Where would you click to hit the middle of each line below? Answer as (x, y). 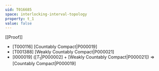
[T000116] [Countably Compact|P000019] (55, 47)
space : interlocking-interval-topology (46, 14)
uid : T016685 (19, 10)
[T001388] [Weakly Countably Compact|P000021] (63, 52)
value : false (19, 23)
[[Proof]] (14, 37)
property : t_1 (20, 19)
